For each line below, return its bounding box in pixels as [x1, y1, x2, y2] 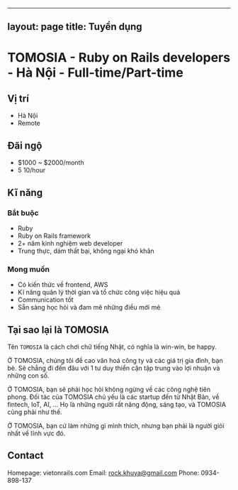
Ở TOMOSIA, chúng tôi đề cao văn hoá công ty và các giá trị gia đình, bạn [7, 356, 223, 364]
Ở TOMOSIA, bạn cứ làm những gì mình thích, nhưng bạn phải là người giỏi [7, 422, 225, 430]
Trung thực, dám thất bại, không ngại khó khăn [17, 246, 154, 255]
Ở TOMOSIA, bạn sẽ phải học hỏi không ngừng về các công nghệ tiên [7, 385, 211, 393]
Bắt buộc [7, 207, 39, 217]
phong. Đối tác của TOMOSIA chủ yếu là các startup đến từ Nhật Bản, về [7, 393, 220, 401]
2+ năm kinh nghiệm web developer [17, 239, 123, 247]
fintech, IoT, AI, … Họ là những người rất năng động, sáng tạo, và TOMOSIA [7, 401, 227, 408]
